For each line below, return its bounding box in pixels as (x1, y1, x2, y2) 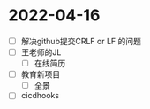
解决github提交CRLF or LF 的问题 (20, 35, 142, 46)
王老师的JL (20, 47, 62, 58)
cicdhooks (20, 90, 59, 101)
